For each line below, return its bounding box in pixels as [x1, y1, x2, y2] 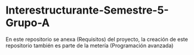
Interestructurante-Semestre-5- [5, 4, 169, 17]
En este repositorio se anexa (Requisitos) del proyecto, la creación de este [5, 35, 189, 43]
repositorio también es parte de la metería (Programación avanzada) [5, 42, 174, 49]
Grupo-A [5, 16, 50, 30]
